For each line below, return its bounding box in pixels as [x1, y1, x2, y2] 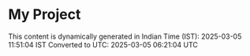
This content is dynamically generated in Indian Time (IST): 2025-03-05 [8, 32, 242, 41]
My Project [8, 6, 81, 24]
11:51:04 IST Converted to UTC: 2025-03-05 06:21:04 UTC [8, 39, 199, 49]
